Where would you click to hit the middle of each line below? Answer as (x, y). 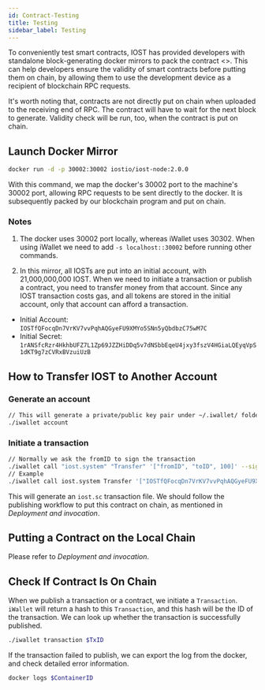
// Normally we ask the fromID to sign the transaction (102, 459)
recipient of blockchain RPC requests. (70, 86)
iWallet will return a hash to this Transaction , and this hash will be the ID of (131, 609)
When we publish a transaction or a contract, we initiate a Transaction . (123, 601)
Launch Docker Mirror (63, 151)
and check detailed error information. (69, 664)
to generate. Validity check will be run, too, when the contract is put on (123, 118)
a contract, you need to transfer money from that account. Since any (131, 288)
